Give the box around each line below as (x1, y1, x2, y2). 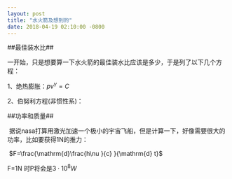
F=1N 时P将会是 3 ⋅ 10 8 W (7, 163, 77, 172)
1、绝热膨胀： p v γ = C (7, 81, 70, 91)
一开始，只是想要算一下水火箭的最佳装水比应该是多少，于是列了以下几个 (7, 58, 216, 66)
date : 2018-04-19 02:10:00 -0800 (7, 23, 105, 30)
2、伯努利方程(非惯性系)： (7, 97, 83, 106)
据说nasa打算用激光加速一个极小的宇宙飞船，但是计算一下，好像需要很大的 (8, 127, 226, 135)
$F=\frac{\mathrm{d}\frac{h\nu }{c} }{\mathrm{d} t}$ (8, 150, 163, 158)
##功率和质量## (7, 112, 54, 120)
